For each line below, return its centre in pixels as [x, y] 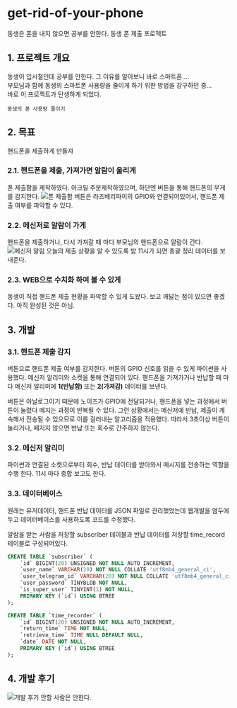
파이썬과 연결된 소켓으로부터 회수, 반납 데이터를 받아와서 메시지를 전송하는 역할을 [119, 464]
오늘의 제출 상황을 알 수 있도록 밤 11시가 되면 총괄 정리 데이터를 [132, 251]
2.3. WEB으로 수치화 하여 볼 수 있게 [64, 280]
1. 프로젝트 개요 [39, 58]
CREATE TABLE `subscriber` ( [50, 556]
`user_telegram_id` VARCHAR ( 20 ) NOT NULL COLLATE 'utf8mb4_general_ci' [127, 576]
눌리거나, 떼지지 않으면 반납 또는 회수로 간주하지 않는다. [84, 428]
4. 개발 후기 [31, 679]
